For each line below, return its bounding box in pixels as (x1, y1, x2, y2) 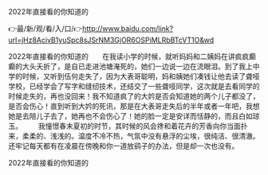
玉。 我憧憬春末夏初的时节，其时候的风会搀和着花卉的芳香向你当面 (8, 122, 241, 130)
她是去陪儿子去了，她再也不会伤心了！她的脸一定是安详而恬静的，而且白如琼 (8, 111, 260, 121)
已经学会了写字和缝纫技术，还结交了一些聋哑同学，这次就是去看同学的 (29, 82, 260, 91)
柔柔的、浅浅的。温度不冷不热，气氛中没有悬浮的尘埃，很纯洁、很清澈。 (22, 131, 260, 141)
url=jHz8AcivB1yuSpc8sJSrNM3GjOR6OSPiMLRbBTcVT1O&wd (8, 35, 214, 45)
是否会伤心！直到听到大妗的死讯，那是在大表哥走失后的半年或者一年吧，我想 (8, 102, 260, 111)
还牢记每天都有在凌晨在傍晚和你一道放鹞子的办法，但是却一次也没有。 (8, 142, 239, 150)
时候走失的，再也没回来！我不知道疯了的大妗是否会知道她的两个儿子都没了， (8, 91, 260, 101)
